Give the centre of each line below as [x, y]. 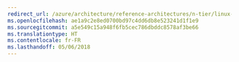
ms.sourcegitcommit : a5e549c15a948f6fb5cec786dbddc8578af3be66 [103, 27]
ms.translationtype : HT [43, 34]
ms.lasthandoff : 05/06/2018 [49, 47]
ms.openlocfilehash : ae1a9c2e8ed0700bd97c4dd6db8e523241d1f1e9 [103, 21]
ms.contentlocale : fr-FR [44, 41]
